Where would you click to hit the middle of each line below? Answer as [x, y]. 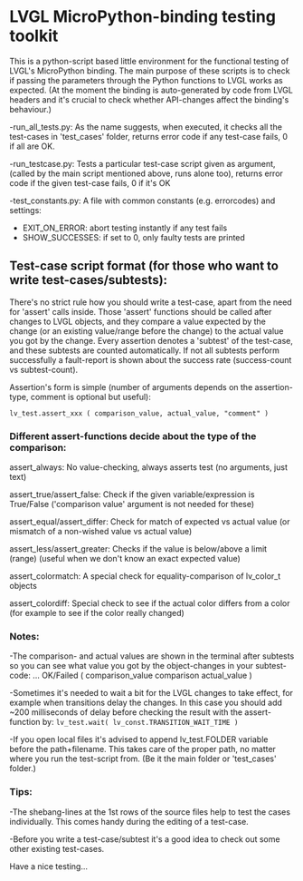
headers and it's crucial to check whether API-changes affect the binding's [149, 99]
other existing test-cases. [57, 848]
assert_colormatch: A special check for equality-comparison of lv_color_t [145, 576]
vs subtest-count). [44, 369]
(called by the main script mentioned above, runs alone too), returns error [146, 173]
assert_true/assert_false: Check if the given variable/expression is [132, 494]
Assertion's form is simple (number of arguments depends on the [131, 387]
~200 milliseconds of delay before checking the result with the [126, 712]
